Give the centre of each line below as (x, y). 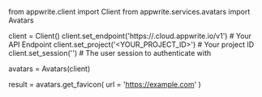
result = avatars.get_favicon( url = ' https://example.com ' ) (105, 84)
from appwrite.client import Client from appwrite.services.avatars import (129, 12)
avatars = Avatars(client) (49, 69)
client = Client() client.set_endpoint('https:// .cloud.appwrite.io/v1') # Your (130, 36)
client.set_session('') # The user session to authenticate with (110, 53)
